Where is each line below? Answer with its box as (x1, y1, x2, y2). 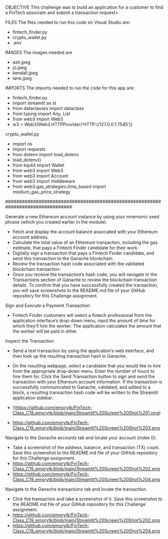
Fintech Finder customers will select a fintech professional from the (12, 312, 152, 318)
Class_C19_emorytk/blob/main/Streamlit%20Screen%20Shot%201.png (12, 410, 159, 416)
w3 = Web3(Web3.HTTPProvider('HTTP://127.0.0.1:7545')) (12, 122, 133, 127)
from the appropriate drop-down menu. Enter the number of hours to (12, 368, 155, 374)
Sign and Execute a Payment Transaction (5, 302, 90, 308)
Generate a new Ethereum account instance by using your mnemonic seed (5, 213, 159, 220)
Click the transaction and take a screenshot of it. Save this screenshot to (12, 496, 163, 502)
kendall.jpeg (12, 70, 38, 76)
